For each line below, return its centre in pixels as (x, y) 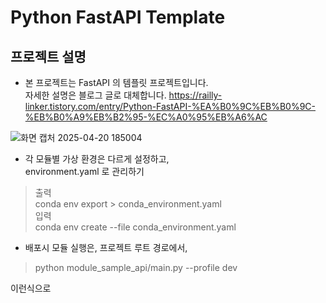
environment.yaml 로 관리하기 (84, 171)
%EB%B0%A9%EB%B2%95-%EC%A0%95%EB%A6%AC (146, 117)
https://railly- (195, 95)
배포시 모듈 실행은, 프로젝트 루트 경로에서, (106, 247)
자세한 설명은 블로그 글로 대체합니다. (95, 95)
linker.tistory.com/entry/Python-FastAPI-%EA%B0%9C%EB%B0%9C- (170, 106)
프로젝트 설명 (48, 56)
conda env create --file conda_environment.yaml (135, 227)
